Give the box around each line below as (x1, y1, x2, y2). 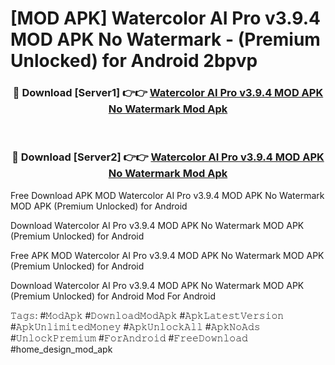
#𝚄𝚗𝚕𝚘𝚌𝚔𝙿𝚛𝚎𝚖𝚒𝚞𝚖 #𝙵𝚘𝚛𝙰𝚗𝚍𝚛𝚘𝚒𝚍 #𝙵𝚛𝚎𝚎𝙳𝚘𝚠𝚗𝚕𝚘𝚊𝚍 (10, 332, 248, 344)
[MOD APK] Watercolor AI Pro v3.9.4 (10, 7, 321, 30)
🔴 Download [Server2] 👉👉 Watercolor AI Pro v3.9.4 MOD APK (11, 150, 325, 164)
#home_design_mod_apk (10, 343, 113, 355)
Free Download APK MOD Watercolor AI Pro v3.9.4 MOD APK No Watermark (10, 189, 325, 201)
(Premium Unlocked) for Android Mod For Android (10, 290, 216, 302)
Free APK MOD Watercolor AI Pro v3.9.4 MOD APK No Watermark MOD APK (10, 249, 325, 261)
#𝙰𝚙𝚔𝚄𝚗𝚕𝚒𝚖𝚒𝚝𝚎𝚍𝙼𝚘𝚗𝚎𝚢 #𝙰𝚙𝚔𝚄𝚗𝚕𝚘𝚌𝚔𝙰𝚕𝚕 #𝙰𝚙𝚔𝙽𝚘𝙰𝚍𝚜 (10, 320, 261, 332)
